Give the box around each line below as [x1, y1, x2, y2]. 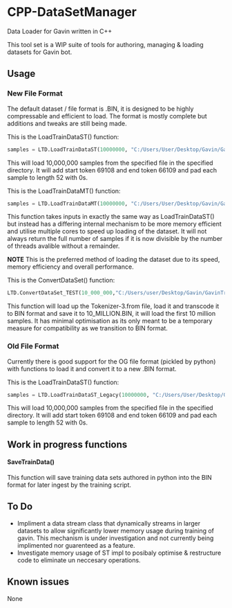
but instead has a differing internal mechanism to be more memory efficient [7, 220, 222, 229]
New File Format [7, 89, 64, 98]
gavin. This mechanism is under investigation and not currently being [17, 534, 214, 542]
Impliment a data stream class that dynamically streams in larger [17, 519, 201, 527]
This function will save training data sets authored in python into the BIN [7, 474, 212, 482]
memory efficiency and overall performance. [7, 262, 134, 271]
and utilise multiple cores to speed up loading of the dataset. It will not [7, 227, 207, 235]
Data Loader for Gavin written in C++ [7, 27, 113, 35]
